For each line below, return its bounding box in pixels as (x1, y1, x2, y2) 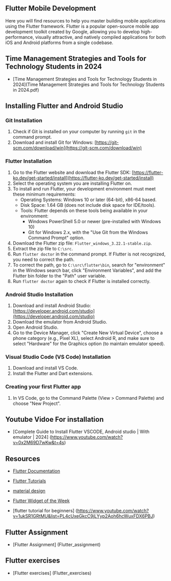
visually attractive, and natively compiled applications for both (35, 34, 166, 40)
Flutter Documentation (12, 468, 60, 474)
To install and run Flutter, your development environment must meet (12, 185, 156, 191)
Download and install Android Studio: (12, 302, 91, 309)
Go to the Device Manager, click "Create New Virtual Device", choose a (12, 330, 163, 336)
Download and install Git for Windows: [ (12, 139, 96, 145)
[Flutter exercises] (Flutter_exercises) (12, 570, 92, 576)
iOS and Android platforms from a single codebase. (5, 39, 114, 46)
